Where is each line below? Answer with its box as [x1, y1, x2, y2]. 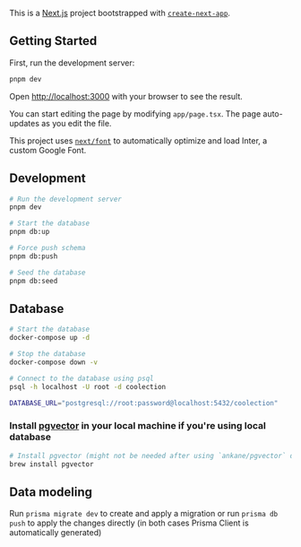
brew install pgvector [9, 459, 94, 469]
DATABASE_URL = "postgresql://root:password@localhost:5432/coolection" [9, 398, 279, 407]
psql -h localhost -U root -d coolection [9, 382, 167, 391]
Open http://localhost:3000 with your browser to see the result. [9, 91, 244, 101]
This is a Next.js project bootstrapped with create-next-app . [9, 8, 231, 18]
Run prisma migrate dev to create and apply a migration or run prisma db [9, 508, 279, 519]
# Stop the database [9, 350, 87, 359]
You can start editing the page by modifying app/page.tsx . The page [9, 108, 262, 119]
